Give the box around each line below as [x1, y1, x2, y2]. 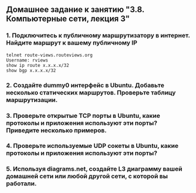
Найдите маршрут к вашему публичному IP [6, 39, 137, 47]
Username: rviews [6, 57, 49, 63]
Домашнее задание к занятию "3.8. [6, 5, 145, 15]
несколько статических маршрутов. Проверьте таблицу [6, 88, 176, 96]
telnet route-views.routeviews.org [6, 52, 93, 58]
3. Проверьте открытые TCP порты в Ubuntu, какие [6, 111, 161, 120]
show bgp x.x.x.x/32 [6, 67, 57, 73]
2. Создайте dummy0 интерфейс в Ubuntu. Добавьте [6, 81, 165, 89]
